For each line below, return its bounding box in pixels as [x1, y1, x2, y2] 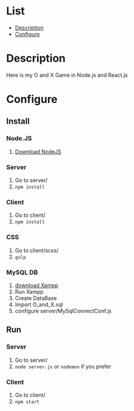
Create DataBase [14, 294, 57, 302]
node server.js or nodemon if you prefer [14, 362, 112, 370]
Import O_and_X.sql [14, 300, 63, 308]
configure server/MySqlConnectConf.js [14, 307, 112, 314]
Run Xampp [14, 288, 44, 295]
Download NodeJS [14, 148, 62, 155]
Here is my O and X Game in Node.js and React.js [6, 71, 128, 79]
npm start [14, 398, 40, 405]
